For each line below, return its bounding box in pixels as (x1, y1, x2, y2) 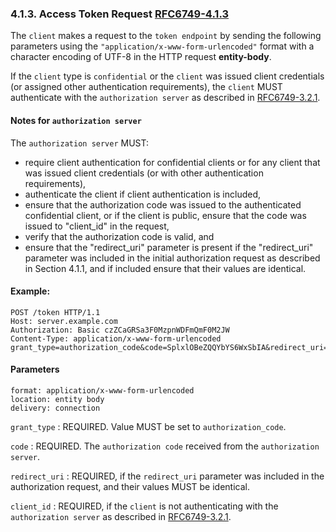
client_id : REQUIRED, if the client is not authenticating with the (10, 500, 279, 512)
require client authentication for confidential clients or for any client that (24, 156, 321, 168)
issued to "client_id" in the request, (24, 220, 170, 232)
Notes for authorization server (10, 114, 142, 126)
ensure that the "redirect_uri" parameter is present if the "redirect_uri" (24, 241, 314, 253)
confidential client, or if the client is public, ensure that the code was (24, 209, 307, 221)
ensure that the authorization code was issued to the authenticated (24, 198, 302, 211)
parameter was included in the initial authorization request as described (24, 252, 321, 264)
